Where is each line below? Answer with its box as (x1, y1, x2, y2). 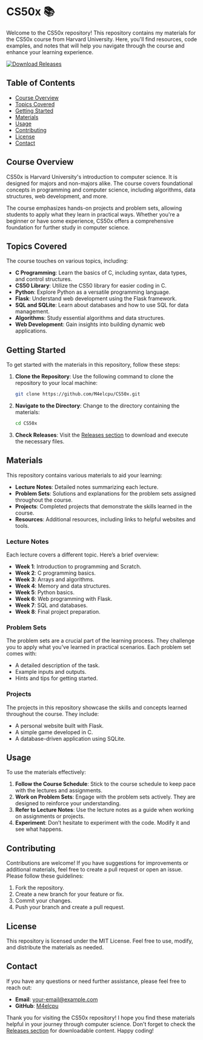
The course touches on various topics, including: (6, 257, 128, 265)
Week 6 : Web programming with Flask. (15, 595, 113, 603)
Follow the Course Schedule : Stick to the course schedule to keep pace (15, 780, 196, 788)
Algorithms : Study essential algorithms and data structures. (15, 314, 165, 322)
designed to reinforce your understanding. (15, 800, 121, 807)
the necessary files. (15, 437, 65, 445)
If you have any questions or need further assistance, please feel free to (6, 977, 187, 985)
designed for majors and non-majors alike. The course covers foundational (6, 179, 193, 187)
